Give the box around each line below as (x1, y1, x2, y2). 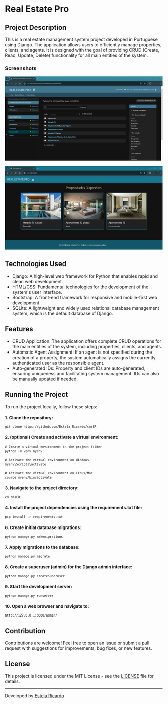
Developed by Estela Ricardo (5, 692, 64, 699)
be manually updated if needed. (12, 376, 78, 382)
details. (5, 678, 20, 684)
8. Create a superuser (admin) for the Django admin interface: (5, 564, 133, 570)
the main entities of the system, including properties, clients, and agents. (12, 343, 162, 349)
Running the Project (5, 390, 68, 399)
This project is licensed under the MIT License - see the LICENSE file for (5, 673, 154, 679)
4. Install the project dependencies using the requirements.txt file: (5, 505, 142, 510)
